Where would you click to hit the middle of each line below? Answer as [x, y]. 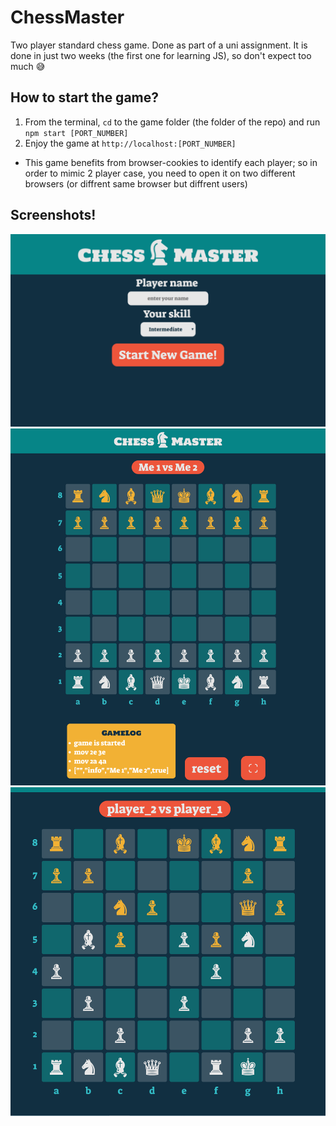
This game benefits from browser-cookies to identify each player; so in [171, 162]
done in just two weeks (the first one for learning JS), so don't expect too [161, 55]
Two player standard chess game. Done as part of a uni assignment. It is [159, 45]
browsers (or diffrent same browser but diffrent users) [136, 183]
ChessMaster [67, 17]
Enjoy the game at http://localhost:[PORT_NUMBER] [130, 143]
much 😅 [28, 66]
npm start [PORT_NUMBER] [76, 133]
